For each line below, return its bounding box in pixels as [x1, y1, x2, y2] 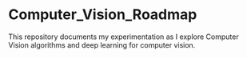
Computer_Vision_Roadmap [8, 6, 197, 24]
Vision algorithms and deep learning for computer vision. [8, 40, 196, 49]
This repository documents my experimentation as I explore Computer [8, 32, 239, 41]
